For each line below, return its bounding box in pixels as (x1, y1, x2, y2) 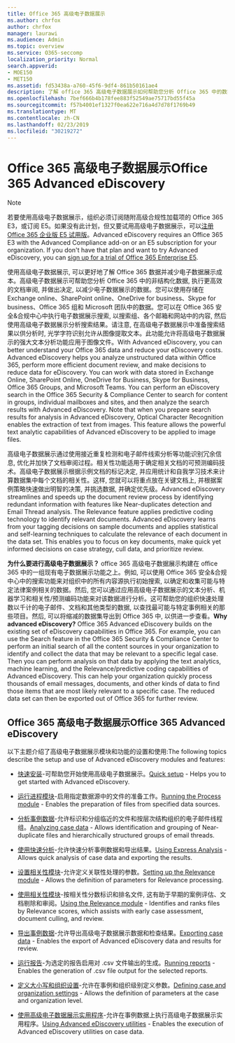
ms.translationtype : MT (7, 108, 77, 115)
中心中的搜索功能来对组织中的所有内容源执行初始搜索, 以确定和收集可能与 (7, 577, 219, 586)
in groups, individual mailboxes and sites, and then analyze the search (7, 398, 210, 407)
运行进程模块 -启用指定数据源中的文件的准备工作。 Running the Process (17, 792, 222, 800)
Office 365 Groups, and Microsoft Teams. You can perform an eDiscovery (7, 383, 220, 391)
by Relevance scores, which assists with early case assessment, (17, 907, 204, 915)
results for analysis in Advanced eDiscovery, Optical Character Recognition (7, 413, 224, 422)
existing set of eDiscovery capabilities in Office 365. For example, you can (7, 627, 221, 635)
